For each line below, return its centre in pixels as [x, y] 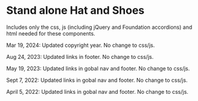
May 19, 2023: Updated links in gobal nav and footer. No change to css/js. [98, 68]
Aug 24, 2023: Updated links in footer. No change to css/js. [80, 57]
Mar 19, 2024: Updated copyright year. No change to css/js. [81, 45]
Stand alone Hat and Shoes [75, 11]
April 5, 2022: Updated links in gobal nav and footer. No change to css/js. [97, 91]
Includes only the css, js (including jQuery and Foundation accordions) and [99, 27]
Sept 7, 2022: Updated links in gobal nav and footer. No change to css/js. [97, 80]
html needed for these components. [51, 33]
